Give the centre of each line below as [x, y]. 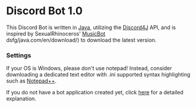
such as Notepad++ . [31, 81]
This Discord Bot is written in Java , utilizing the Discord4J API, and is [91, 27]
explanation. [22, 99]
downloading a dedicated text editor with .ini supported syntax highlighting [98, 75]
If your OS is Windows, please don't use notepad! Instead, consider [89, 68]
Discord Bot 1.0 [45, 11]
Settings [19, 55]
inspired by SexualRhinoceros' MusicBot [56, 33]
